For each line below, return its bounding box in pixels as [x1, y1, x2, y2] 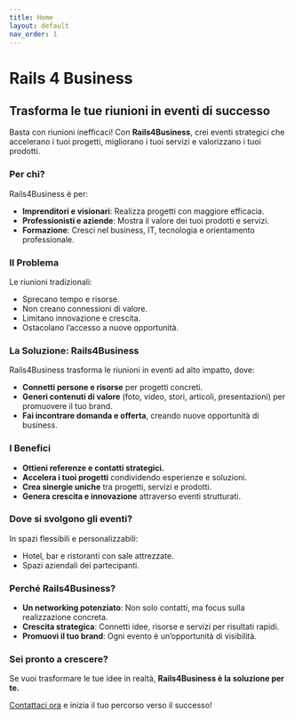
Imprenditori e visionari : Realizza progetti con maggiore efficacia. [21, 206, 265, 217]
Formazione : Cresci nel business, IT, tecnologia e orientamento [21, 225, 255, 235]
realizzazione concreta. [21, 612, 108, 623]
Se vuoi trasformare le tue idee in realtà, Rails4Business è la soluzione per [9, 674, 284, 684]
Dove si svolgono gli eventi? [9, 513, 133, 526]
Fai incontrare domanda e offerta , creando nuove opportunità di [21, 411, 259, 421]
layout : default [9, 21, 69, 30]
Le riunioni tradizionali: [9, 276, 92, 287]
